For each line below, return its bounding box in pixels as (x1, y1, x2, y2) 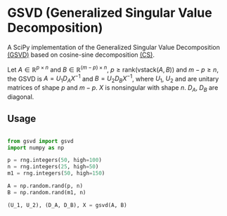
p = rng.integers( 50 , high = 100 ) (7, 156, 102, 164)
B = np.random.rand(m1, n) (7, 189, 86, 196)
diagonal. (7, 93, 34, 101)
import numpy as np (7, 144, 65, 151)
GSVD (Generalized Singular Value (7, 5, 212, 21)
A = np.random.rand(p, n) (7, 182, 83, 190)
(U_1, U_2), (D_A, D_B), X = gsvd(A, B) (7, 201, 128, 208)
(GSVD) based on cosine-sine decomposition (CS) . (7, 50, 155, 59)
